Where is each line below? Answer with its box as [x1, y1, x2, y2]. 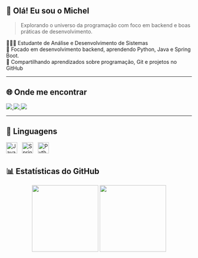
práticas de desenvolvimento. [20, 28, 93, 35]
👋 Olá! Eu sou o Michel [6, 6, 90, 16]
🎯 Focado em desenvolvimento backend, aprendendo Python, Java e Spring [6, 46, 191, 53]
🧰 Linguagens [6, 127, 58, 137]
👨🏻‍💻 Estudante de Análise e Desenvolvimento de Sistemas [6, 39, 148, 46]
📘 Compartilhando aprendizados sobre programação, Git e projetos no [6, 58, 177, 65]
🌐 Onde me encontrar [6, 87, 87, 98]
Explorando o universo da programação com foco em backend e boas [20, 21, 190, 28]
